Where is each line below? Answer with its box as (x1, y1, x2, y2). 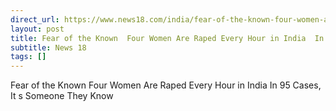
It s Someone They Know (10, 90, 114, 102)
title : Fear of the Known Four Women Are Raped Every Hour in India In (10, 33, 325, 43)
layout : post (10, 24, 65, 34)
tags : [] (10, 52, 47, 62)
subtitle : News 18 (10, 42, 87, 53)
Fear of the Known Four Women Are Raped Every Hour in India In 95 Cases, (10, 79, 322, 91)
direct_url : (10, 14, 60, 25)
